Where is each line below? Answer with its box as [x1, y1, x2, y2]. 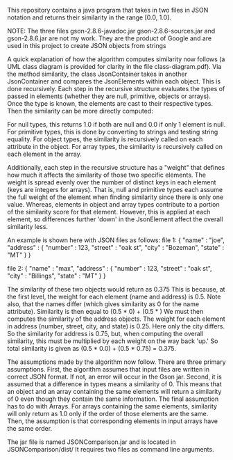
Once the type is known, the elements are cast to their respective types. [7, 100, 214, 107]
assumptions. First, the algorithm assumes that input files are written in [7, 365, 210, 373]
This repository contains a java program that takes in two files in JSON [7, 6, 209, 14]
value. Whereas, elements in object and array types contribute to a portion [7, 200, 220, 208]
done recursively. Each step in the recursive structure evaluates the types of [7, 85, 225, 93]
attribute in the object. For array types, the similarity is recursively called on [7, 143, 223, 150]
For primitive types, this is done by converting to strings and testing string [7, 128, 218, 136]
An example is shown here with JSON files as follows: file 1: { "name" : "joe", [7, 236, 225, 244]
